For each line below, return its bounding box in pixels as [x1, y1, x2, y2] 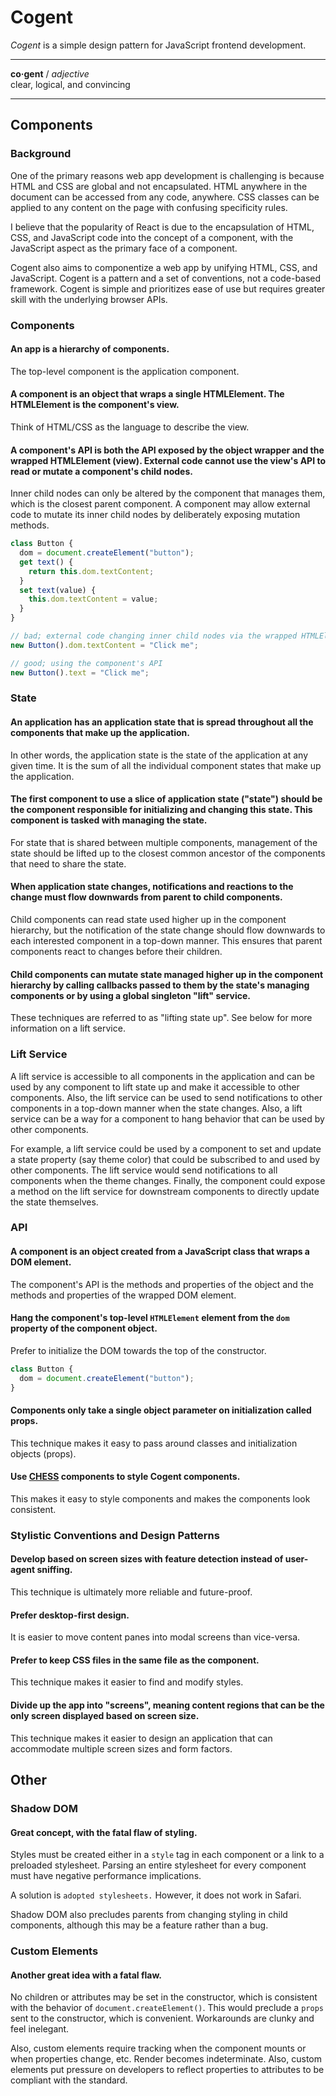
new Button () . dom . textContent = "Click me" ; [10, 640, 199, 650]
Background [10, 147, 72, 161]
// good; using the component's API [10, 658, 163, 668]
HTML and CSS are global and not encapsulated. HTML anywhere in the [10, 180, 308, 192]
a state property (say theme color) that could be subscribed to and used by [10, 1153, 321, 1165]
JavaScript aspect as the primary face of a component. [10, 242, 238, 254]
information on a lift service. [10, 1022, 126, 1035]
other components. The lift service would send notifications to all [10, 1164, 278, 1176]
